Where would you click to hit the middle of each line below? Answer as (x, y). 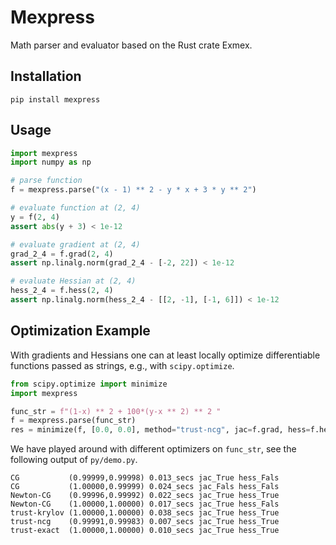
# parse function (46, 181)
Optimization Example (80, 331)
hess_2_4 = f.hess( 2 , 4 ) (62, 291)
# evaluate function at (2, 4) (75, 208)
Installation (46, 76)
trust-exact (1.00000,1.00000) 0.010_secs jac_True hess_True (145, 531)
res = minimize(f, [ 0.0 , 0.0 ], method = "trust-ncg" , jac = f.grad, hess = (160, 430)
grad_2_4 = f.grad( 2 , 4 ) (62, 254)
